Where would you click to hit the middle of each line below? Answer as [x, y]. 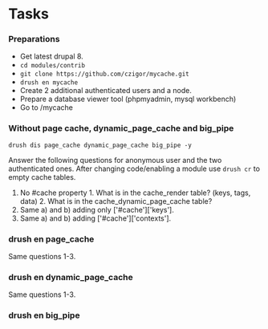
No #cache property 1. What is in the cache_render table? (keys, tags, [135, 193]
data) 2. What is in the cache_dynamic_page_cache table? [116, 201]
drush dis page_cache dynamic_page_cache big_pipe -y [100, 145]
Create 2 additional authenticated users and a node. [106, 91]
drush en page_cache [51, 239]
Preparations [34, 39]
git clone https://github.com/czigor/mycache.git [105, 74]
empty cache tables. [42, 177]
